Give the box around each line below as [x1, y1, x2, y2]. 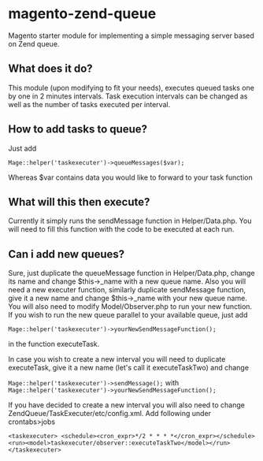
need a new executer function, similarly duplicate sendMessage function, [8, 285, 246, 295]
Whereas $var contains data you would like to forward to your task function [8, 173, 254, 182]
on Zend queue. [8, 39, 60, 48]
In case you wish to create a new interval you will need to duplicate [8, 355, 226, 364]
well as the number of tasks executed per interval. [8, 99, 171, 109]
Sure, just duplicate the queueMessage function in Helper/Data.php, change [8, 269, 255, 278]
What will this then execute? [8, 195, 150, 209]
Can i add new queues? [8, 247, 125, 261]
